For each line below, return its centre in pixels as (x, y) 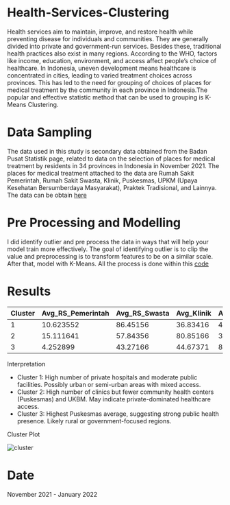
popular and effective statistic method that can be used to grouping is (105, 97)
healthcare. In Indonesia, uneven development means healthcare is (102, 68)
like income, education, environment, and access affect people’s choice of (112, 60)
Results (29, 291)
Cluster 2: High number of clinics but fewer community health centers (115, 392)
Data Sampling (50, 132)
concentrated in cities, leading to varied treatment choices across (100, 75)
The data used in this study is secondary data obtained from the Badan (107, 151)
